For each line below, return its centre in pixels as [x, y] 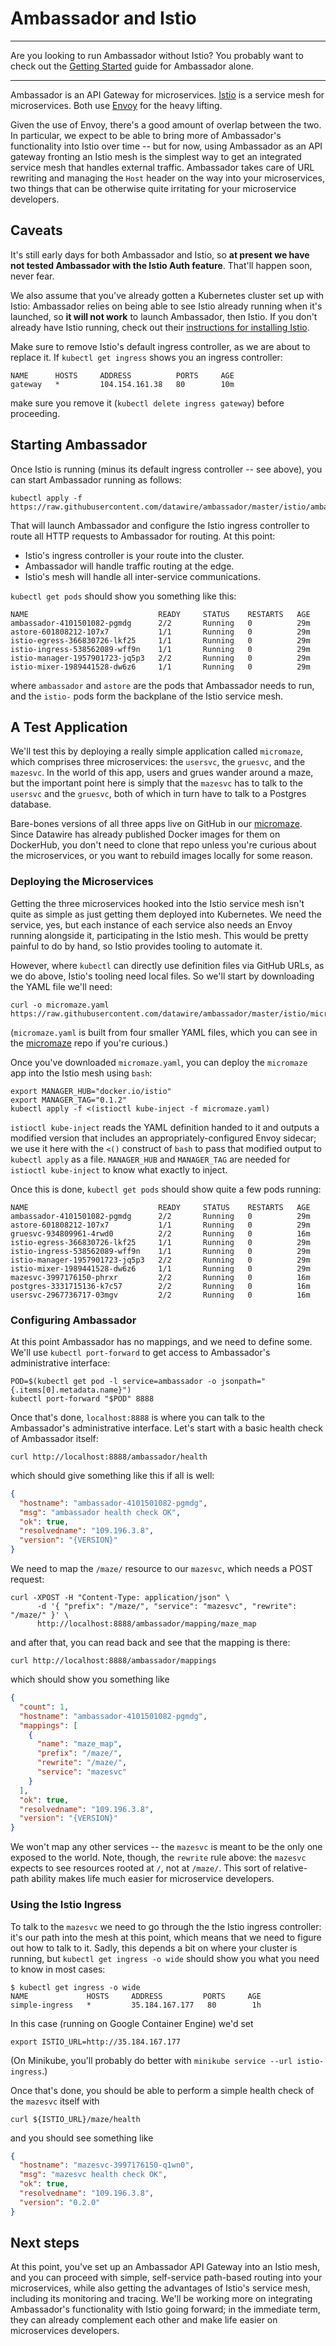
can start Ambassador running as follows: [96, 479]
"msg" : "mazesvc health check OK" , [93, 2175]
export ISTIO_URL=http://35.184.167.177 [96, 2042]
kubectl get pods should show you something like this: [123, 596]
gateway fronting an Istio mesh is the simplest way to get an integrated [156, 156]
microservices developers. [65, 2331]
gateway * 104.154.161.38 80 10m [122, 384]
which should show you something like [90, 1679]
